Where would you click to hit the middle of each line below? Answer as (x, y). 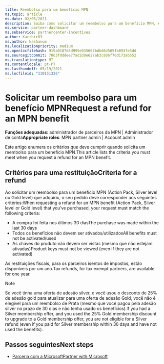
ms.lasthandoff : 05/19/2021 (34, 69)
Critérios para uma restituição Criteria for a (71, 173)
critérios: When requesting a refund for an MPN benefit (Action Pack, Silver (80, 203)
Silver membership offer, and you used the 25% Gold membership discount (81, 313)
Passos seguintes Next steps (49, 345)
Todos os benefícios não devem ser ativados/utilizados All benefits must (84, 233)
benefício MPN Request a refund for (78, 108)
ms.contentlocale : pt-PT (30, 64)
